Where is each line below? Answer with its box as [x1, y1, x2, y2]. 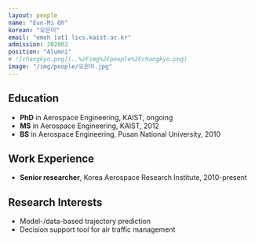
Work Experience [8, 152, 95, 165]
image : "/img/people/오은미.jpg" [8, 63, 112, 71]
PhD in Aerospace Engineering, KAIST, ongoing [19, 112, 173, 122]
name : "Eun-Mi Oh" [8, 19, 68, 27]
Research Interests [8, 196, 103, 209]
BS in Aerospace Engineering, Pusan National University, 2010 [19, 129, 221, 138]
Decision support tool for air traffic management [19, 225, 176, 234]
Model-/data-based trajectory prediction [19, 217, 151, 226]
